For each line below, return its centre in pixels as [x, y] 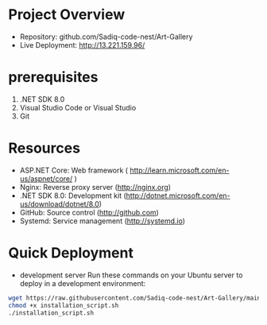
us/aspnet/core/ [46, 178]
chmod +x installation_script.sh [64, 305]
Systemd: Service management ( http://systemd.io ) [102, 221]
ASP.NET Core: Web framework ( [74, 170]
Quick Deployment [71, 253]
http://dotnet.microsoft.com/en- [178, 195]
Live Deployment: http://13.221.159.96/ [82, 44]
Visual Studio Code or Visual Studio [78, 107]
